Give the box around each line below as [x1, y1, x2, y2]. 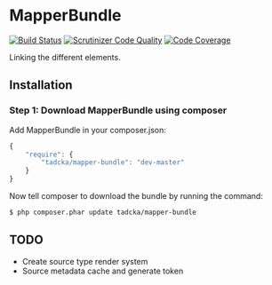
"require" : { [25, 150, 74, 159]
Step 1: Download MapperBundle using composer [9, 104, 228, 116]
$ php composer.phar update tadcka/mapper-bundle [9, 208, 197, 217]
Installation [9, 77, 73, 93]
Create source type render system [21, 256, 148, 266]
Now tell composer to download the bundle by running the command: [9, 191, 264, 201]
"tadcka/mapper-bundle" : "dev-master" [41, 158, 185, 167]
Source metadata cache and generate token [21, 265, 184, 276]
